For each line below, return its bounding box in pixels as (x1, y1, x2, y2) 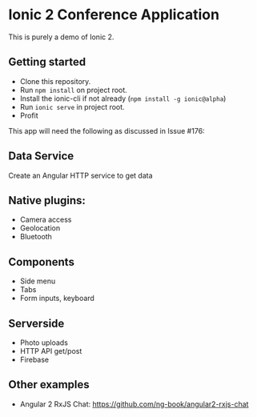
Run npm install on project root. (19, 85, 128, 94)
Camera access (19, 215, 72, 225)
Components (8, 255, 74, 269)
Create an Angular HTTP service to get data (8, 170, 154, 180)
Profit (19, 110, 38, 120)
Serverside (8, 316, 65, 330)
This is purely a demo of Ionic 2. (8, 32, 114, 42)
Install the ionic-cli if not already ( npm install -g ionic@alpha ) (19, 94, 227, 103)
